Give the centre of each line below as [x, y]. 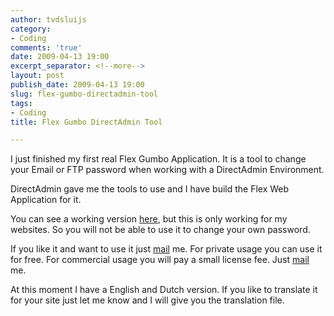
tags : [21, 103]
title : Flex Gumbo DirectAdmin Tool [86, 122]
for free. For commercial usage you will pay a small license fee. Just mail [160, 260]
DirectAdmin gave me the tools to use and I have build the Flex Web [150, 189]
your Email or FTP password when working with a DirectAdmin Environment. [167, 170]
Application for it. [46, 200]
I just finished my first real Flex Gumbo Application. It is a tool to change [158, 159]
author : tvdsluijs [48, 19]
